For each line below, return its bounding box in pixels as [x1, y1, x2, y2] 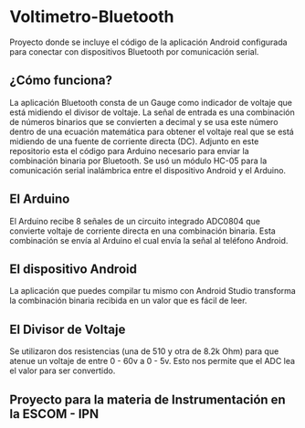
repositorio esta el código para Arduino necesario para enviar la [9, 145, 249, 156]
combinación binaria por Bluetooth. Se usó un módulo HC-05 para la [9, 155, 268, 166]
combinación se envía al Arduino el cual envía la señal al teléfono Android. [9, 235, 289, 245]
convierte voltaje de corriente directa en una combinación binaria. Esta [9, 225, 276, 236]
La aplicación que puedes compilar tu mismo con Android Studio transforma [9, 286, 297, 297]
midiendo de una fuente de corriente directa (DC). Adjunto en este [9, 135, 259, 147]
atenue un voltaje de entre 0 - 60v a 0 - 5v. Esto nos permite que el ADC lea [9, 356, 295, 367]
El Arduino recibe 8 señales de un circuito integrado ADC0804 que [9, 215, 260, 226]
